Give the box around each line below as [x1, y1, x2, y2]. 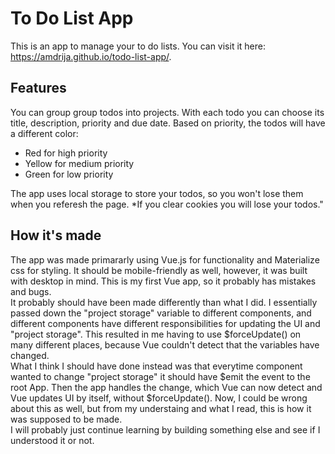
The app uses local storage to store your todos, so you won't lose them [10, 187, 304, 199]
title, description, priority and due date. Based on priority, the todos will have [10, 117, 326, 129]
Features [10, 80, 67, 97]
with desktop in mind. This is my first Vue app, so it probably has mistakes [10, 275, 317, 287]
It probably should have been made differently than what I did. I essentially [10, 296, 318, 308]
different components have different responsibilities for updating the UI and [10, 317, 321, 329]
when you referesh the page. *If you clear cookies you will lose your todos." [10, 198, 324, 210]
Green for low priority [24, 168, 114, 180]
